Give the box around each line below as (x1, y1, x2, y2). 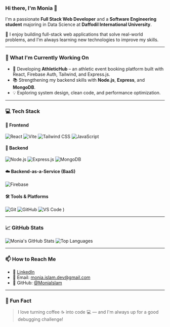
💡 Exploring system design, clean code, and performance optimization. (12, 89, 161, 95)
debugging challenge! (17, 316, 63, 322)
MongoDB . (12, 84, 35, 90)
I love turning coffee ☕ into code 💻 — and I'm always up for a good (17, 309, 159, 315)
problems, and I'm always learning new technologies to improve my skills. (5, 37, 159, 43)
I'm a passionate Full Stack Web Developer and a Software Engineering (5, 16, 157, 22)
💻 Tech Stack (5, 108, 40, 115)
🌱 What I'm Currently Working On (5, 54, 89, 61)
